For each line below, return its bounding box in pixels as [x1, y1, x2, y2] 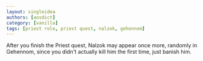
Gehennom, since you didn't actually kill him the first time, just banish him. [6, 48, 192, 56]
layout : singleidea [6, 8, 56, 15]
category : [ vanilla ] [6, 20, 59, 26]
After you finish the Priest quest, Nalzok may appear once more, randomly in [6, 42, 198, 49]
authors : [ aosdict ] [6, 14, 56, 20]
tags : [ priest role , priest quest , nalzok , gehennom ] [6, 25, 145, 32]
